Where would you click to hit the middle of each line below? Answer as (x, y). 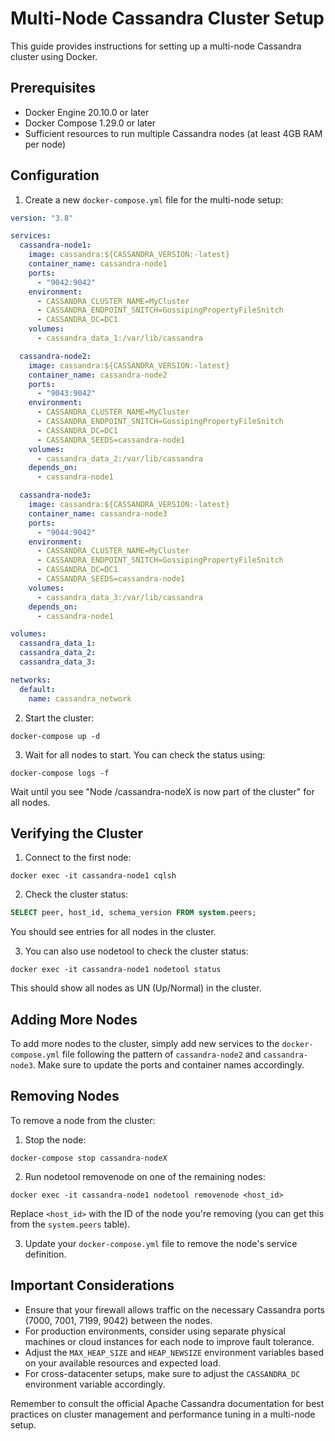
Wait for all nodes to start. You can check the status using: (145, 754)
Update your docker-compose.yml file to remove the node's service (161, 1243)
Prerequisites (53, 88)
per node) (45, 144)
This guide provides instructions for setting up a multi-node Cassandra (156, 46)
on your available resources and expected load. (123, 1363)
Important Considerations (92, 1285)
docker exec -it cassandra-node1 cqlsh (93, 876)
